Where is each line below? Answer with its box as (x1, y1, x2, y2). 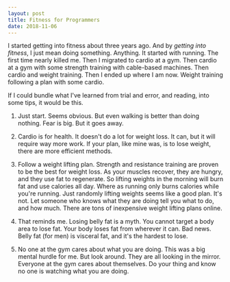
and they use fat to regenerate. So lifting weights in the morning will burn (17, 175, 224, 183)
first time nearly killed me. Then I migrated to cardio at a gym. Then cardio (8, 56, 218, 64)
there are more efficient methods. (17, 147, 113, 155)
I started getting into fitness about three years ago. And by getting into (8, 42, 207, 50)
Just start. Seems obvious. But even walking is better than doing (17, 112, 200, 120)
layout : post (8, 10, 45, 17)
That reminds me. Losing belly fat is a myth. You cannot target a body (17, 218, 214, 226)
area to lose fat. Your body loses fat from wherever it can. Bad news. (17, 224, 212, 233)
